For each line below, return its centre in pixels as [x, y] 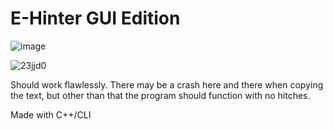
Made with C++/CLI [51, 114]
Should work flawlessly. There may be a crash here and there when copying [167, 84]
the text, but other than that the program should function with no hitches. [160, 95]
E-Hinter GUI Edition [95, 18]
